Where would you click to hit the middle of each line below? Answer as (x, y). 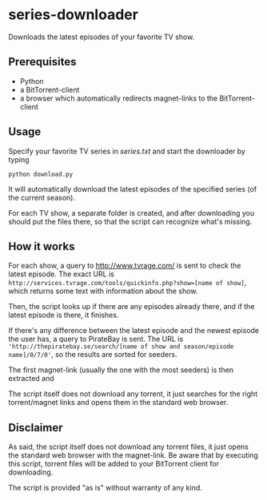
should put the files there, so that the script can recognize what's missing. (130, 221)
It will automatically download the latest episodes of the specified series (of (133, 188)
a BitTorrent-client (50, 89)
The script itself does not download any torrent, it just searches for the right (133, 394)
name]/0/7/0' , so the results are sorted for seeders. (93, 355)
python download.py (41, 174)
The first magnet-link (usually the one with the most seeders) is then (121, 370)
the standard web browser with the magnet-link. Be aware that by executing (133, 455)
